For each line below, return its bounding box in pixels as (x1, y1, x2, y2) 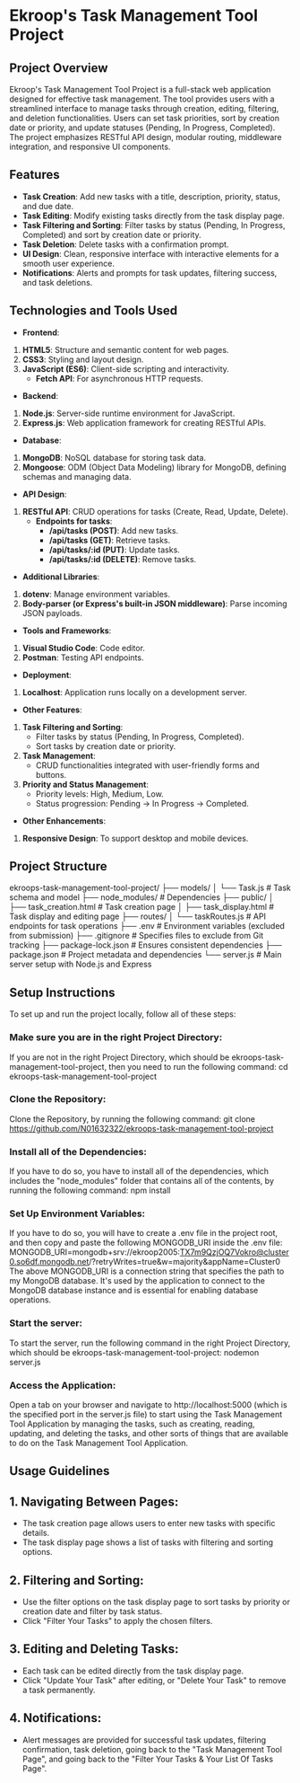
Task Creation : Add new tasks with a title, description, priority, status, (21, 190, 280, 202)
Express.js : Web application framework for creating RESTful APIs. (21, 417, 267, 428)
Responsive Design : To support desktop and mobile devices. (21, 833, 249, 843)
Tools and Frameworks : (21, 625, 112, 636)
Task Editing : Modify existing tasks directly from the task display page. (21, 210, 285, 221)
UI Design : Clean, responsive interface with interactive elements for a (21, 248, 279, 259)
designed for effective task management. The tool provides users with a (9, 93, 275, 104)
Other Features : (21, 704, 82, 715)
